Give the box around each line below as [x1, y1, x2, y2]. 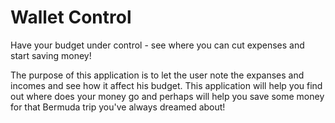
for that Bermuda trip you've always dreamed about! [10, 101, 226, 113]
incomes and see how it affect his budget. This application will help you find [10, 79, 323, 91]
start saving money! [10, 49, 92, 61]
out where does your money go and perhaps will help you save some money [10, 90, 325, 102]
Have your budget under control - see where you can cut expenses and [10, 39, 305, 51]
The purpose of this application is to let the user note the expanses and [10, 69, 305, 81]
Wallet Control [10, 6, 132, 29]
